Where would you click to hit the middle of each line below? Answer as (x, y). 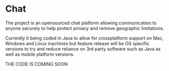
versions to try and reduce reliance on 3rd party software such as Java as (83, 49)
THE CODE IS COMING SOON (37, 64)
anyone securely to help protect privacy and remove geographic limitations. (85, 28)
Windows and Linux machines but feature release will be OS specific (77, 43)
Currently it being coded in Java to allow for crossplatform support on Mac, (84, 38)
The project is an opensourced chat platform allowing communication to (81, 23)
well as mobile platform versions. (40, 54)
